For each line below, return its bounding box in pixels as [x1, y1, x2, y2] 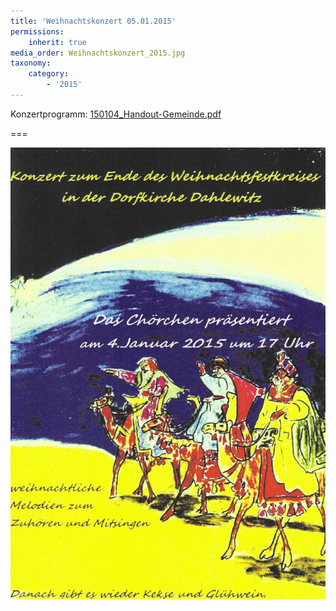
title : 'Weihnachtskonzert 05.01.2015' [10, 16, 177, 26]
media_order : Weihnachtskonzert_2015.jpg [10, 48, 186, 58]
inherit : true [28, 37, 87, 47]
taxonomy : [10, 58, 52, 69]
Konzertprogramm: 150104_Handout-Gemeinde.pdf [10, 108, 222, 120]
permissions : [10, 26, 65, 37]
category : [28, 69, 70, 79]
